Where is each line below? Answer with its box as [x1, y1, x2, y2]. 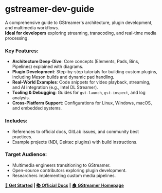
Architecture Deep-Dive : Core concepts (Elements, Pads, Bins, [12, 59, 140, 64]
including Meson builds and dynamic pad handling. [12, 74, 114, 80]
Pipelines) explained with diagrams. [12, 64, 84, 69]
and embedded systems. [12, 105, 62, 111]
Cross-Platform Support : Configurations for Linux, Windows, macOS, [12, 100, 152, 106]
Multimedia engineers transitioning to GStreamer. [12, 162, 111, 168]
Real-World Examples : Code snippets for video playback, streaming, [12, 79, 151, 85]
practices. [12, 133, 33, 140]
